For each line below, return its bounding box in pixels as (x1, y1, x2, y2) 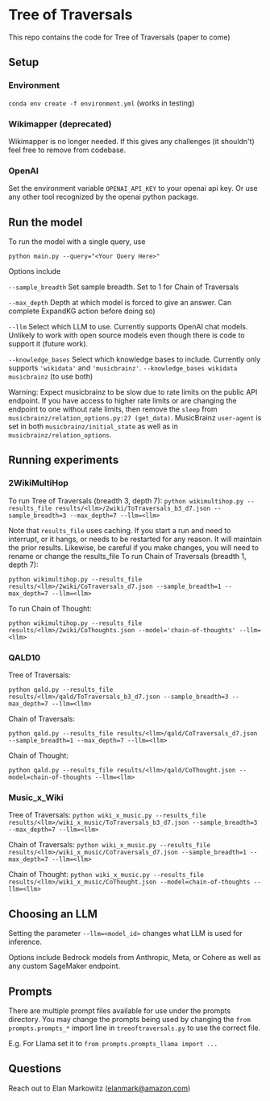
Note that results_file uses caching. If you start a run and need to (8, 525, 231, 535)
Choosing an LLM (8, 907, 98, 921)
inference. (8, 937, 43, 947)
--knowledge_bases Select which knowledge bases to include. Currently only (8, 354, 261, 364)
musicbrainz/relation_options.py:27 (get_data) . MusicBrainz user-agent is (8, 413, 262, 423)
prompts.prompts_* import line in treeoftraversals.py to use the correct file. (8, 1023, 261, 1033)
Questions (8, 1062, 62, 1076)
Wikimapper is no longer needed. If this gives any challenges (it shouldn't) (8, 136, 255, 146)
